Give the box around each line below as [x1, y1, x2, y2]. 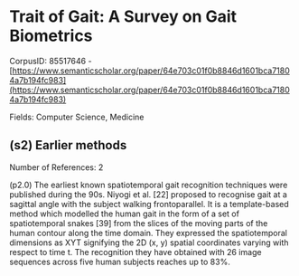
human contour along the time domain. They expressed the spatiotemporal [9, 227, 287, 238]
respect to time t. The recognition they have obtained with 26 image [9, 246, 262, 257]
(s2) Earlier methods [9, 138, 127, 153]
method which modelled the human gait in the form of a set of [9, 208, 239, 219]
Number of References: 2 [9, 161, 104, 173]
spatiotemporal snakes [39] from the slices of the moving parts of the [9, 217, 268, 228]
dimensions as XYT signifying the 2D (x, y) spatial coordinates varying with [9, 237, 289, 248]
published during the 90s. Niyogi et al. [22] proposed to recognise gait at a [9, 188, 287, 200]
